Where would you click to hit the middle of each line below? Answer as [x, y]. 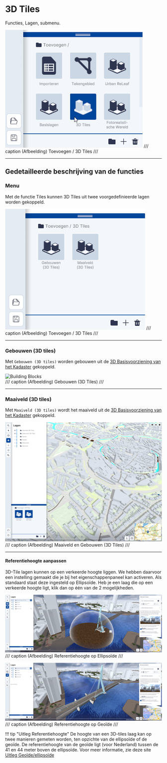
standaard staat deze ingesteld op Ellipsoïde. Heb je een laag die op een [79, 582]
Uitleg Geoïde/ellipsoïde [30, 755]
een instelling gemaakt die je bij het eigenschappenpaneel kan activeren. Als [83, 577]
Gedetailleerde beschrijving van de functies [75, 172]
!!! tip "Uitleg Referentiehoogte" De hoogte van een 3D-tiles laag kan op [78, 734]
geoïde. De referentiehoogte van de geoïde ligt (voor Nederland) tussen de [82, 744]
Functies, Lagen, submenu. [33, 23]
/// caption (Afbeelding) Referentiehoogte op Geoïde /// [62, 724]
